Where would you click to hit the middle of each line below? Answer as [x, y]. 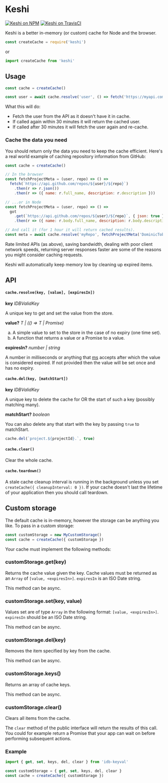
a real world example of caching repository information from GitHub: [75, 156]
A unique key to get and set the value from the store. [59, 313]
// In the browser [24, 175]
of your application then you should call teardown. [57, 492]
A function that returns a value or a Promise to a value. [68, 338]
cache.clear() [20, 449]
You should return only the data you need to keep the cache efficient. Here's [84, 151]
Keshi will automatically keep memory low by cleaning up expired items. [79, 264]
